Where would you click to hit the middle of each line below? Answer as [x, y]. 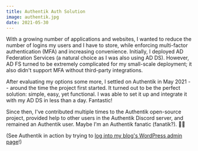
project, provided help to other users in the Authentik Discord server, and [95, 118]
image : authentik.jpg [33, 17]
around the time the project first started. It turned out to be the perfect [95, 88]
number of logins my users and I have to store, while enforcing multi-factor [97, 45]
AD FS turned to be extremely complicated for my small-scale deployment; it [99, 64]
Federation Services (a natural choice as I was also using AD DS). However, [98, 58]
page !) [14, 142]
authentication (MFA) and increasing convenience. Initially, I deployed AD [95, 52]
